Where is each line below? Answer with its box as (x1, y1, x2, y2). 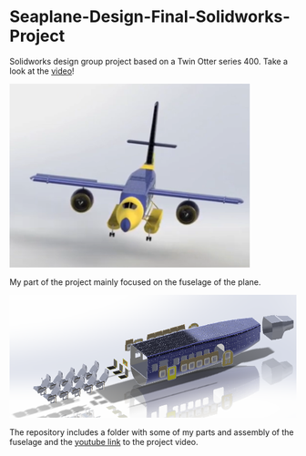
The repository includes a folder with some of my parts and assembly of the (9, 426, 294, 438)
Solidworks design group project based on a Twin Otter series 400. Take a (9, 56, 289, 66)
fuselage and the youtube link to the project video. (9, 436, 199, 447)
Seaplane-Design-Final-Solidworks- (9, 6, 291, 27)
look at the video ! (9, 66, 75, 76)
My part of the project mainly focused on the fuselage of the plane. (9, 276, 261, 288)
